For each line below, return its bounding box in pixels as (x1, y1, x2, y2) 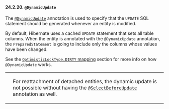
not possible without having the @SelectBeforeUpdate (13, 84, 137, 91)
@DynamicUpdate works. (5, 62, 52, 68)
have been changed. (5, 46, 48, 52)
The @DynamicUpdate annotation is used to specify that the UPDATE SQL (5, 15, 149, 21)
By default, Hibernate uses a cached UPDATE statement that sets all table (5, 30, 154, 36)
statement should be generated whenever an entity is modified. (5, 21, 137, 27)
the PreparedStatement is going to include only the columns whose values (5, 41, 157, 47)
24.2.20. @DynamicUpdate (5, 4, 56, 10)
